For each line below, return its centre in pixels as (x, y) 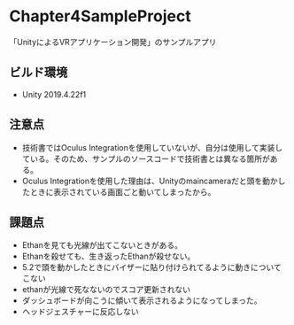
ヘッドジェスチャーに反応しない (80, 312)
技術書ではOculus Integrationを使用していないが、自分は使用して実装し (152, 147)
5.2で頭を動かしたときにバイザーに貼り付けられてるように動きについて (151, 267)
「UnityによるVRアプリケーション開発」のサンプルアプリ (113, 42)
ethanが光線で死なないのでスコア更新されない (106, 290)
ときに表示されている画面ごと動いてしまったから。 (123, 191)
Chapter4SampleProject (101, 16)
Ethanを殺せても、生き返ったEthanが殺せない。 (108, 256)
